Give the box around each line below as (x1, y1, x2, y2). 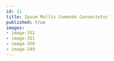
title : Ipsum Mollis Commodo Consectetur (6, 14, 109, 20)
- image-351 (6, 35, 35, 41)
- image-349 (6, 46, 35, 52)
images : (6, 24, 25, 31)
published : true (6, 19, 46, 25)
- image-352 (6, 30, 35, 36)
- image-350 (6, 41, 35, 47)
